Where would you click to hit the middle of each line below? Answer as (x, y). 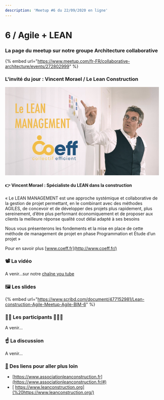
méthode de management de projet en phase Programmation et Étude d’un (80, 233)
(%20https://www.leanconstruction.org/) (53, 393)
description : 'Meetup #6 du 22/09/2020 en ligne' (57, 10)
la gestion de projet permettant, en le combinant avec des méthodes (74, 203)
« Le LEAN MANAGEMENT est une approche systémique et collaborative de (81, 198)
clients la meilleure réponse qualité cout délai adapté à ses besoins (72, 219)
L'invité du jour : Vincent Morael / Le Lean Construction (72, 79)
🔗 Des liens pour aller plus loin (41, 366)
